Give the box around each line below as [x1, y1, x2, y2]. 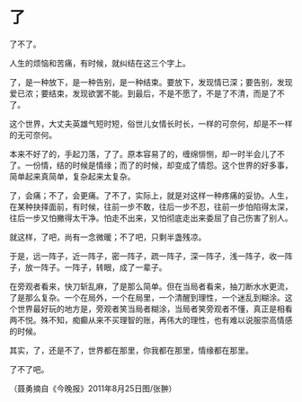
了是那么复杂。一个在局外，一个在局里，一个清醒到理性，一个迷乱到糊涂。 [9, 292, 285, 302]
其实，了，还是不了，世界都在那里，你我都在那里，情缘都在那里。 [9, 345, 253, 355]
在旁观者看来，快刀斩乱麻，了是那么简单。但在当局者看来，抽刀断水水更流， [9, 281, 293, 292]
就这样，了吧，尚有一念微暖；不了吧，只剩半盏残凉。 [9, 232, 207, 242]
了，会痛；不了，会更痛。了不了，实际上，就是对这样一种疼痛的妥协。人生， [9, 189, 293, 201]
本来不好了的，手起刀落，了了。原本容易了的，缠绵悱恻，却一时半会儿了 [9, 148, 277, 159]
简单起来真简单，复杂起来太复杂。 [9, 170, 136, 181]
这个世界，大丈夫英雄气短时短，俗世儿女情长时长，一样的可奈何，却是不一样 [9, 118, 293, 129]
